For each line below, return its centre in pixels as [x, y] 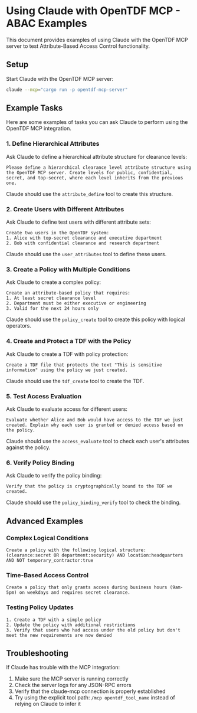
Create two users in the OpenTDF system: [58, 233]
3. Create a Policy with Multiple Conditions [68, 269]
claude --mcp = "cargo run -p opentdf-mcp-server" [67, 90]
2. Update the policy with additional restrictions [71, 625]
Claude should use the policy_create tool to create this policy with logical [96, 319]
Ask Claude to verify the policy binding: [54, 476]
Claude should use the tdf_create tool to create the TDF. [75, 381]
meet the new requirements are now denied [59, 635]
